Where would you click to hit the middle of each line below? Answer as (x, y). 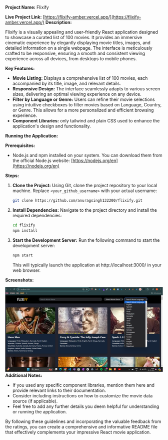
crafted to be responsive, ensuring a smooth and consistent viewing (75, 53)
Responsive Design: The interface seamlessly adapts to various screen (86, 89)
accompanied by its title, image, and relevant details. (66, 83)
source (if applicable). (35, 401)
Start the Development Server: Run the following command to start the (86, 240)
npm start (23, 255)
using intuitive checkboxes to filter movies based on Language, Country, (87, 105)
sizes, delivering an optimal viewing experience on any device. (77, 94)
